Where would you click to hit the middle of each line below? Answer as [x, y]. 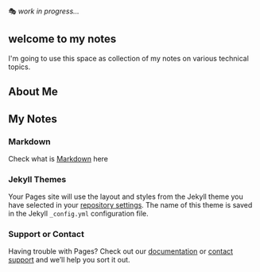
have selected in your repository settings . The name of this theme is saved [130, 205]
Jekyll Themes [37, 179]
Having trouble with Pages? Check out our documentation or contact [120, 251]
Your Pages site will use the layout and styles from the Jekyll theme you [126, 196]
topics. [19, 67]
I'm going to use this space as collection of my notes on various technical [128, 58]
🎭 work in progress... [44, 11]
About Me [33, 92]
